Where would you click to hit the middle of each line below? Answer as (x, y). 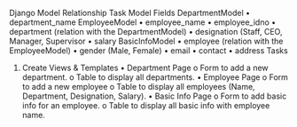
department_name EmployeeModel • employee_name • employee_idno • (143, 22)
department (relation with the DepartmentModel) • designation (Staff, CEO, (146, 32)
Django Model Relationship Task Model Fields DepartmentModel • (130, 13)
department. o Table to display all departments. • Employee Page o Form (155, 77)
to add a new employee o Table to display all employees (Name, (138, 87)
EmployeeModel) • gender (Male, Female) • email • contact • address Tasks (148, 51)
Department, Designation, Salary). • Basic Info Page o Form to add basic (154, 96)
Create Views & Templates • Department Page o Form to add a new (145, 67)
